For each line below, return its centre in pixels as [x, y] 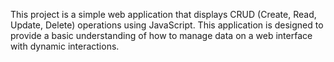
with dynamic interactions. [65, 46]
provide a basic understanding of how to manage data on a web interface [161, 35]
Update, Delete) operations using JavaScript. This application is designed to [167, 25]
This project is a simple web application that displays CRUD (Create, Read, [163, 14]
